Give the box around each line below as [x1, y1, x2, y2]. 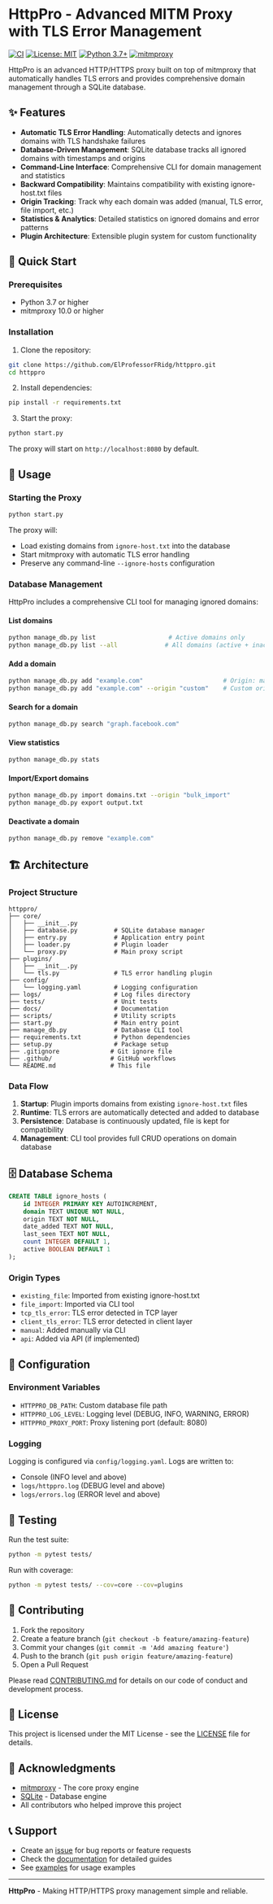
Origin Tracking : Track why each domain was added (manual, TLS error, [19, 196, 263, 206]
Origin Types [8, 1272, 61, 1283]
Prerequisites [8, 279, 63, 290]
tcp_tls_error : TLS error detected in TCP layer [19, 1308, 178, 1318]
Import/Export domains [8, 773, 89, 783]
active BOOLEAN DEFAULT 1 [23, 1246, 111, 1254]
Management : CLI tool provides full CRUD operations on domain [19, 1133, 237, 1143]
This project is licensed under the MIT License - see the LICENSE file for [8, 1729, 250, 1739]
